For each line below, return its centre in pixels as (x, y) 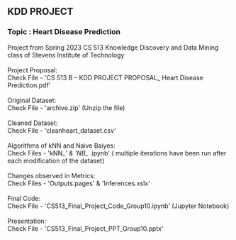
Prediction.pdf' (29, 85)
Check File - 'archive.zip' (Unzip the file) (66, 108)
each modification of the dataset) (56, 160)
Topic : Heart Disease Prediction (64, 32)
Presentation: (27, 221)
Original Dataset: (32, 100)
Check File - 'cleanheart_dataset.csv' (62, 130)
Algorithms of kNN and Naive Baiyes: (61, 146)
